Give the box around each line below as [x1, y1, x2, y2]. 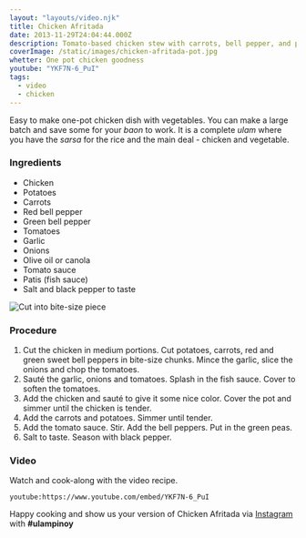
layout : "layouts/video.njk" [9, 13, 120, 23]
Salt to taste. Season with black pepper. [22, 431, 172, 442]
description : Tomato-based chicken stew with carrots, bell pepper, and [9, 38, 291, 48]
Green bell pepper [22, 216, 91, 227]
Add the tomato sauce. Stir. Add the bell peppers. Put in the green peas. [22, 422, 293, 433]
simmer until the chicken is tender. [22, 402, 152, 414]
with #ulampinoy [9, 518, 75, 529]
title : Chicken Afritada [9, 22, 104, 31]
